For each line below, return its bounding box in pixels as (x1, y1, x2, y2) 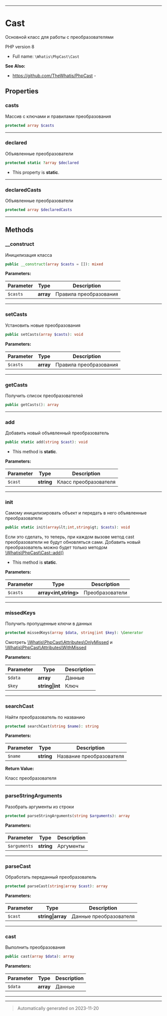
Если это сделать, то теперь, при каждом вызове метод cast (5, 534, 135, 540)
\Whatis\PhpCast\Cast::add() (5, 550, 64, 556)
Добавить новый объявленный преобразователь (5, 430, 109, 436)
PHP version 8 (5, 43, 35, 50)
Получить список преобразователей (5, 393, 83, 399)
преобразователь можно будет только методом (5, 544, 108, 550)
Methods (5, 226, 34, 234)
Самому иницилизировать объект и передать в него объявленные (5, 510, 147, 516)
